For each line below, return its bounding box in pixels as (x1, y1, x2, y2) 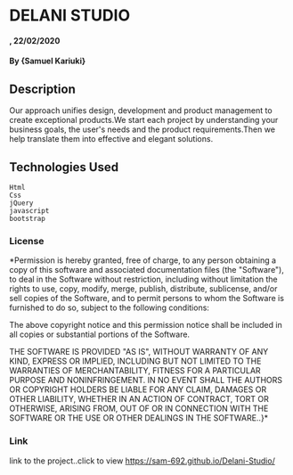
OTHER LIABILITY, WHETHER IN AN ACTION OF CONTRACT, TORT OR (9, 394, 269, 405)
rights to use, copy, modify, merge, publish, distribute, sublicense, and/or (9, 283, 278, 294)
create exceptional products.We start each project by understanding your (9, 115, 279, 126)
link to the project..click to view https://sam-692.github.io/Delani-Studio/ (9, 455, 276, 466)
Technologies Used (9, 160, 118, 175)
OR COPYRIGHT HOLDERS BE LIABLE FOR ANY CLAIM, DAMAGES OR (9, 384, 267, 395)
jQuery (9, 199, 34, 208)
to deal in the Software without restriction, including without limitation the (9, 274, 278, 285)
